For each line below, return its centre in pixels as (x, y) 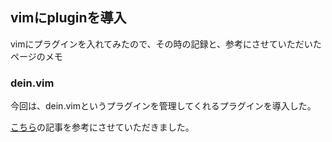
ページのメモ (36, 56)
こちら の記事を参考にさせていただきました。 (102, 127)
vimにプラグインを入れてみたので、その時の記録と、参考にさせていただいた (166, 44)
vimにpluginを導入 (68, 18)
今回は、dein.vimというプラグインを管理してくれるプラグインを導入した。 (163, 106)
